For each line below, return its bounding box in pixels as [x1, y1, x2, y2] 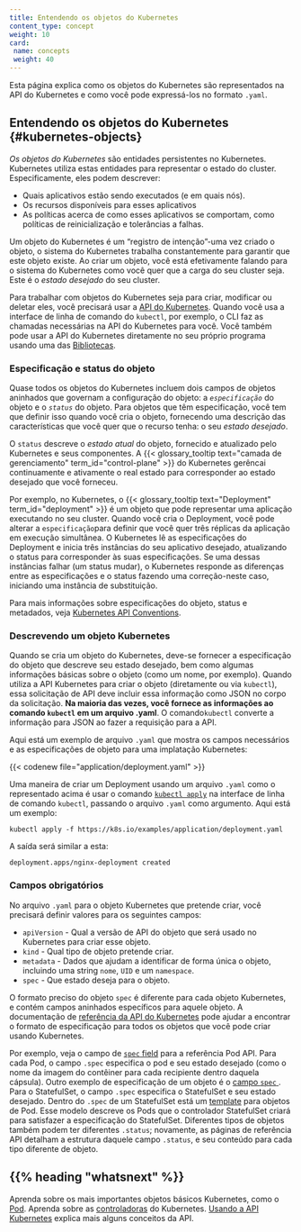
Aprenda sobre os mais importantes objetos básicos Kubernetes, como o [9, 1193, 279, 1204]
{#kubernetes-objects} [9, 130, 143, 145]
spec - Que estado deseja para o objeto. [22, 974, 171, 985]
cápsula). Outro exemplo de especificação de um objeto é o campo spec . [9, 1076, 281, 1087]
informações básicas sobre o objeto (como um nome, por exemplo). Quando [9, 669, 292, 680]
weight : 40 [13, 55, 54, 64]
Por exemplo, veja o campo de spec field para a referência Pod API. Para [9, 1047, 277, 1058]
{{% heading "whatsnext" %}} [9, 1170, 185, 1185]
